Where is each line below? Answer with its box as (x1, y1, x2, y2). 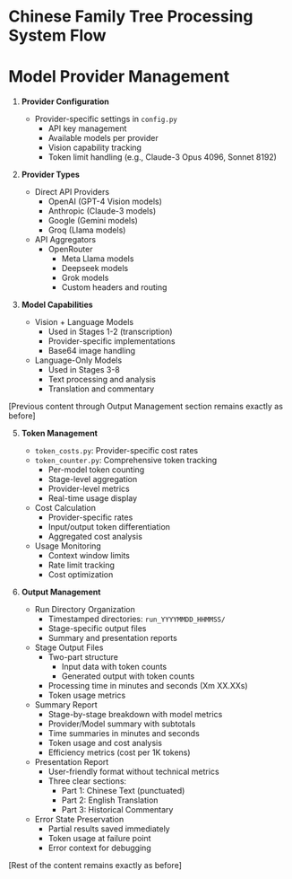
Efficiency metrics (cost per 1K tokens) (47, 747, 191, 758)
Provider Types (21, 169, 80, 180)
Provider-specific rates (47, 512, 133, 523)
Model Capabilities (21, 299, 93, 311)
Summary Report (34, 699, 98, 710)
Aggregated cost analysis (47, 532, 142, 542)
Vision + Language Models (34, 317, 134, 328)
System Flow (8, 25, 107, 46)
